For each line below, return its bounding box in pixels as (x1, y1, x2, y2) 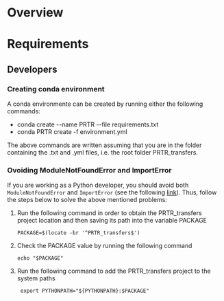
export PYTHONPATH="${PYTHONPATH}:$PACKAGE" (20, 287, 149, 295)
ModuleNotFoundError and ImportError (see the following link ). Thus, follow (7, 188, 217, 197)
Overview (7, 5, 64, 21)
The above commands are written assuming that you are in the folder (7, 141, 202, 149)
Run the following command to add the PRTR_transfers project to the (16, 267, 211, 276)
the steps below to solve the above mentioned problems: (7, 196, 168, 204)
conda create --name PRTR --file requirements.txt (16, 120, 159, 129)
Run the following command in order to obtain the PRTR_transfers (16, 209, 202, 217)
